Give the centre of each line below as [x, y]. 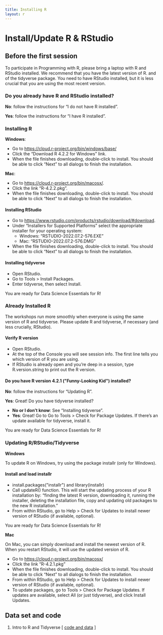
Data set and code [33, 616]
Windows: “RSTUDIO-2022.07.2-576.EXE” [61, 236]
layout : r [15, 14]
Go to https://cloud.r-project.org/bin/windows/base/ [64, 149]
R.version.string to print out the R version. [54, 370]
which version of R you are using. [45, 359]
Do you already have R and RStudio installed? [60, 96]
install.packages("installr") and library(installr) [58, 485]
